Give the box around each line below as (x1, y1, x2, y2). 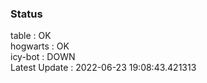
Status (10, 7, 43, 21)
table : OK (10, 30, 52, 42)
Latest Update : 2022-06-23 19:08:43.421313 (10, 62, 197, 74)
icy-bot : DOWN (10, 51, 76, 63)
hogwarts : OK (10, 40, 70, 52)
